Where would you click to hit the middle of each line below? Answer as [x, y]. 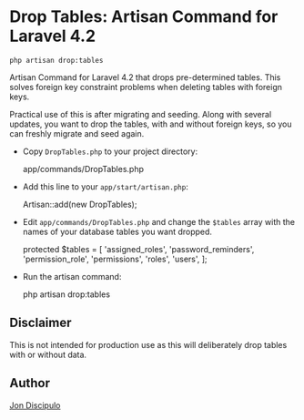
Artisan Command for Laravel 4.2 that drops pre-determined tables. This [145, 77]
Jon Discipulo [35, 405]
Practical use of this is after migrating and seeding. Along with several [141, 114]
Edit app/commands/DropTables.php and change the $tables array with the [159, 221]
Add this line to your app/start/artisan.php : [105, 186]
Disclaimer [41, 323]
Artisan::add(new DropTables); [80, 204]
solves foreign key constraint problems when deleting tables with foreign [146, 87]
